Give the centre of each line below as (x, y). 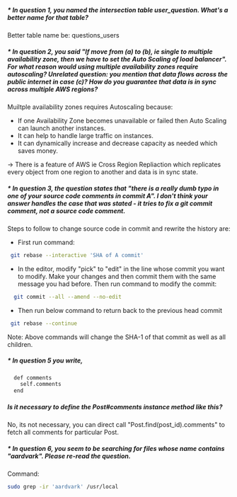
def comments (33, 378)
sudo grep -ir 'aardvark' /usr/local (63, 487)
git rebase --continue (44, 323)
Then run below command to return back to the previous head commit (120, 310)
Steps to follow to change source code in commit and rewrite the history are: (119, 228)
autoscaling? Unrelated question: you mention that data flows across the (118, 74)
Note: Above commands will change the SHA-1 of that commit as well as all (117, 337)
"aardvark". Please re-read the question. (69, 456)
